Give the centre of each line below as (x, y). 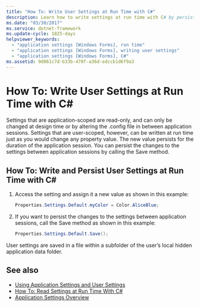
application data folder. (34, 252)
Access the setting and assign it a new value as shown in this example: (101, 194)
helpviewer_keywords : (33, 39)
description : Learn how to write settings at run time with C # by (90, 17)
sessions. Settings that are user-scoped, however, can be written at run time (100, 133)
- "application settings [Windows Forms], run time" (78, 45)
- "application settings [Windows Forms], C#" (70, 56)
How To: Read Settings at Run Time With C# (69, 291)
